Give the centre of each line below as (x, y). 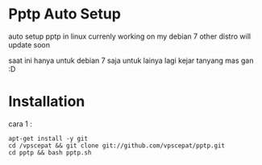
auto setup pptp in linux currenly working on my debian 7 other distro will (130, 36)
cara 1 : (20, 124)
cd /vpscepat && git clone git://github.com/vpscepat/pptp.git (117, 146)
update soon (29, 44)
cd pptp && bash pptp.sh (50, 153)
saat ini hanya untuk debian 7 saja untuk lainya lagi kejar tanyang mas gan (131, 60)
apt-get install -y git (48, 138)
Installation (47, 102)
